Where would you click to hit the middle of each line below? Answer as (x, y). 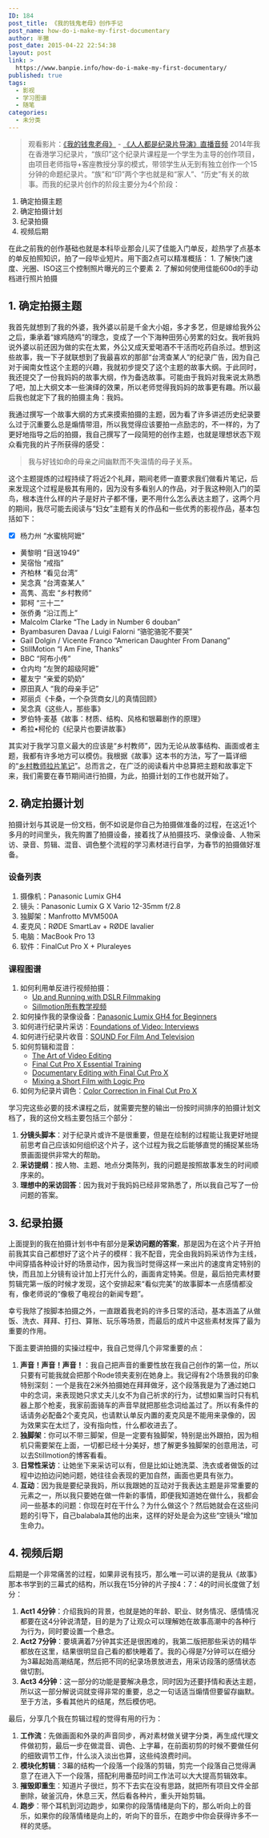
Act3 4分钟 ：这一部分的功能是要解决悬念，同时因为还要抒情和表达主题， (140, 1681)
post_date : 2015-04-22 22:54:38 (62, 46)
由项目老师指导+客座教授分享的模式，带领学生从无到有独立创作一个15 (143, 164)
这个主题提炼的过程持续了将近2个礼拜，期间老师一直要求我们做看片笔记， (130, 478)
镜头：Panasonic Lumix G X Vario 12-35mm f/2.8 (100, 906)
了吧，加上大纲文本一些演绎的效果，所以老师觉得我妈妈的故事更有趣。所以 (131, 387)
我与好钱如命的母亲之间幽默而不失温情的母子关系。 (112, 461)
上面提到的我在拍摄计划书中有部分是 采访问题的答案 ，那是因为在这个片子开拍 (134, 1244)
